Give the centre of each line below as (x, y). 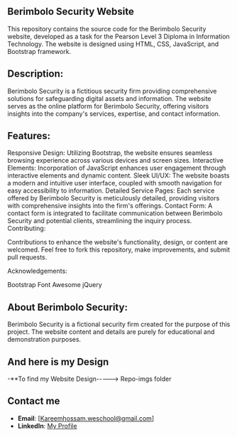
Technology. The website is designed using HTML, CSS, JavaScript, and (113, 44)
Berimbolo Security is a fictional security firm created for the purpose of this (119, 324)
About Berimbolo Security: (67, 307)
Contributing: (27, 228)
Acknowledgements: (37, 271)
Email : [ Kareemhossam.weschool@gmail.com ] (86, 418)
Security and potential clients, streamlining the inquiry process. (100, 221)
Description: (35, 74)
